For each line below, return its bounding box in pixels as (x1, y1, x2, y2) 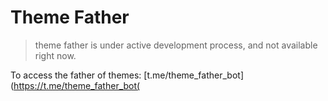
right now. (34, 49, 77, 61)
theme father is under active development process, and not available (34, 39, 318, 51)
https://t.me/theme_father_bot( (13, 79, 141, 91)
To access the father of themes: (10, 69, 142, 81)
